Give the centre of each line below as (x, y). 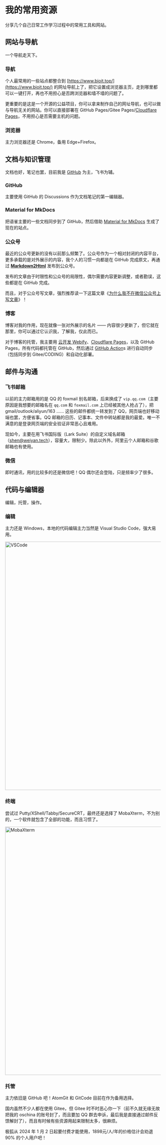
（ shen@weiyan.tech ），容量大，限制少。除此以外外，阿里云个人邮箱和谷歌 (82, 441)
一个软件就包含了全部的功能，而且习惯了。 (57, 819)
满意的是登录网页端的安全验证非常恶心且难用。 (53, 424)
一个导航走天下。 (22, 55)
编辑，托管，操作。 (25, 503)
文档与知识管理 (28, 159)
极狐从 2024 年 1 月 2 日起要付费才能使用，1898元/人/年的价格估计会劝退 (79, 1132)
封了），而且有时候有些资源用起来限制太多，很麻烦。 (67, 1121)
